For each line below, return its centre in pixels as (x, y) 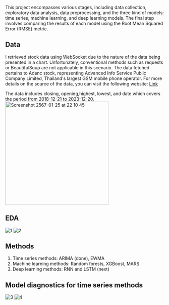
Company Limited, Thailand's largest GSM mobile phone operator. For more (84, 78)
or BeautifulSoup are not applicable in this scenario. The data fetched (77, 67)
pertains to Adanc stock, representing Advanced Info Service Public (76, 73)
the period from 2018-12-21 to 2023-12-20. (50, 99)
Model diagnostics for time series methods (74, 285)
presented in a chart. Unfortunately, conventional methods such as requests (84, 62)
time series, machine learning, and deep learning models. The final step (80, 18)
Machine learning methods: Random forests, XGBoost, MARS (76, 264)
